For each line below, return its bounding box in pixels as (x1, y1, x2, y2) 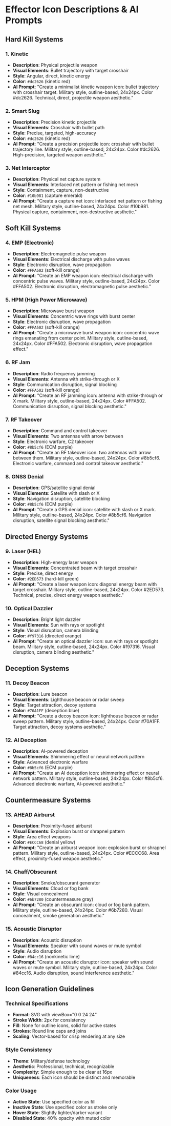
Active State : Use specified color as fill (12, 1098, 96, 1104)
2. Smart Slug (5, 107, 40, 114)
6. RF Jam (5, 359, 31, 366)
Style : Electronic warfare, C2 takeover (12, 438, 94, 445)
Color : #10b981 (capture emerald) (12, 192, 83, 198)
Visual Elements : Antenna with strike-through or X (12, 376, 120, 382)
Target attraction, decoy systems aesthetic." (12, 724, 106, 730)
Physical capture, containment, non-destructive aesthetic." (12, 209, 137, 215)
